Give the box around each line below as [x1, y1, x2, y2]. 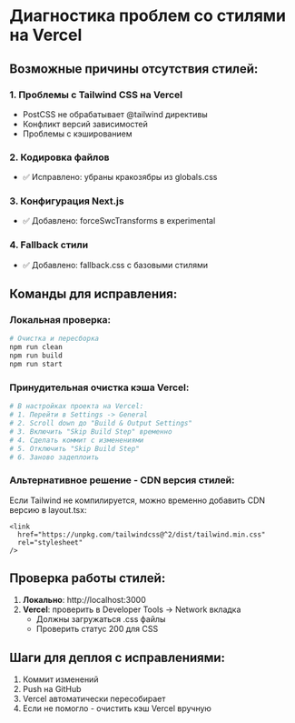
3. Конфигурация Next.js [9, 195, 124, 207]
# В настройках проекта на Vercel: [9, 402, 144, 411]
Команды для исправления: [9, 286, 178, 302]
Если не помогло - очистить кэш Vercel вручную [22, 703, 211, 714]
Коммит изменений [22, 674, 99, 685]
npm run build [9, 351, 64, 360]
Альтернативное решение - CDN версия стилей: [9, 474, 235, 487]
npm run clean [9, 343, 64, 352]
